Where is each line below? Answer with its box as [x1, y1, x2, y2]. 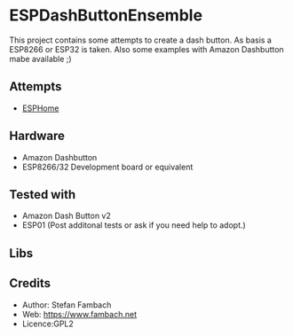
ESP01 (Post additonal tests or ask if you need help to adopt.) [21, 220, 246, 231]
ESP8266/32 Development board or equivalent [21, 161, 194, 172]
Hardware [9, 129, 65, 144]
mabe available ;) [9, 53, 73, 64]
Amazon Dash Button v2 [21, 210, 111, 222]
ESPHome [21, 103, 59, 113]
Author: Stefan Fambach [21, 299, 112, 310]
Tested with [9, 187, 76, 202]
